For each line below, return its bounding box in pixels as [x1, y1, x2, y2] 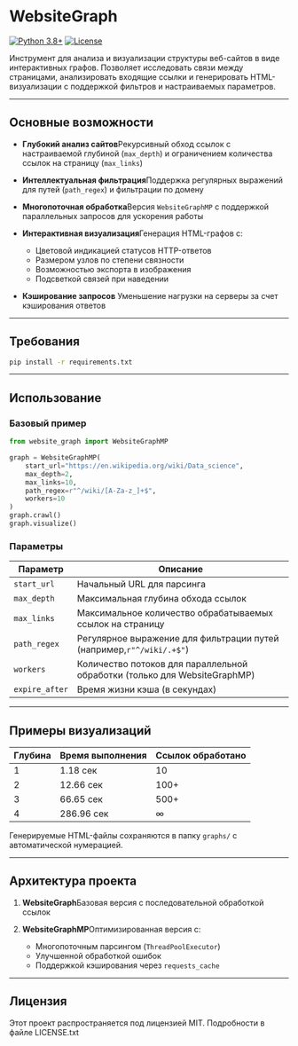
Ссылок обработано [155, 749, 247, 761]
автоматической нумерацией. [9, 839, 123, 850]
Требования [9, 334, 80, 350]
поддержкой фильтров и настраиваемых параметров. [70, 81, 277, 91]
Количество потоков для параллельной [76, 658, 248, 671]
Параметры [9, 539, 64, 552]
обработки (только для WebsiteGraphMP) [76, 669, 255, 681]
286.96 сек [59, 807, 109, 820]
